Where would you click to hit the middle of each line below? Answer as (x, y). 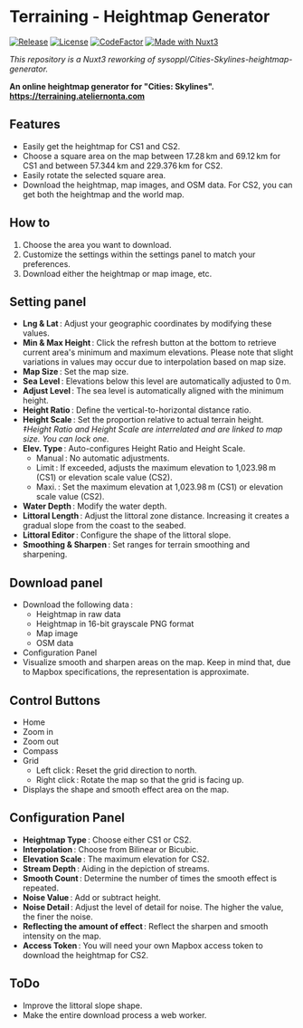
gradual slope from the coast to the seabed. (104, 526)
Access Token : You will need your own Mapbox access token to (143, 945)
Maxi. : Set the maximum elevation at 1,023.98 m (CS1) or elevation (159, 487)
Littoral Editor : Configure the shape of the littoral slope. (127, 535)
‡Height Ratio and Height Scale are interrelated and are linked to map (152, 429)
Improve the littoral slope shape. (82, 1005)
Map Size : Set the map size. (76, 372)
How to (30, 223)
